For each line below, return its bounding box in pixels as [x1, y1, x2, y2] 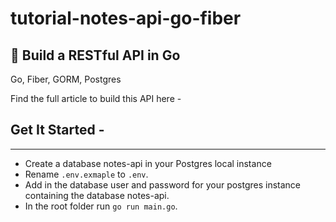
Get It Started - [10, 122, 105, 139]
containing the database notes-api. [24, 189, 170, 201]
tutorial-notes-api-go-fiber [10, 7, 242, 30]
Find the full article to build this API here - [10, 93, 182, 104]
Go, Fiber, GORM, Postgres [10, 73, 122, 85]
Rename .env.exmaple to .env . [24, 168, 149, 180]
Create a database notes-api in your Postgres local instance [24, 157, 272, 169]
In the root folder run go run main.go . [24, 200, 178, 212]
